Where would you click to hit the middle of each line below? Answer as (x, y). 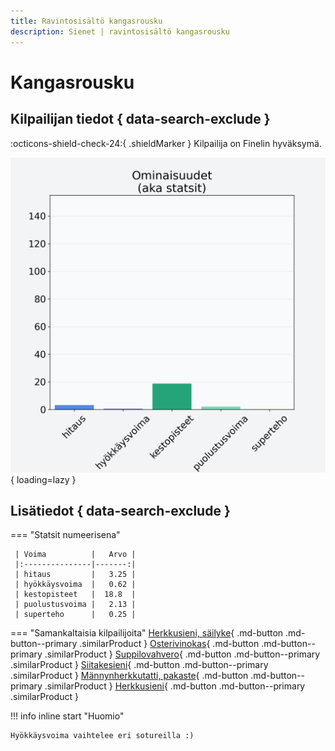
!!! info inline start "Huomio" (67, 716)
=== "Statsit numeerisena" (65, 535)
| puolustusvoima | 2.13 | (75, 605)
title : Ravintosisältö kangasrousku (86, 21)
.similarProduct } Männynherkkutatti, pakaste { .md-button (129, 676)
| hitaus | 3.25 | (75, 575)
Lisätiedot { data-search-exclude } (120, 510)
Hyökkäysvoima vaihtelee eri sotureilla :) (102, 736)
